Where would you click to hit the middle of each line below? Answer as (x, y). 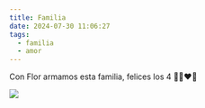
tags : (19, 34)
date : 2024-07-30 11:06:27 (60, 26)
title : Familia (38, 18)
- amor (30, 51)
